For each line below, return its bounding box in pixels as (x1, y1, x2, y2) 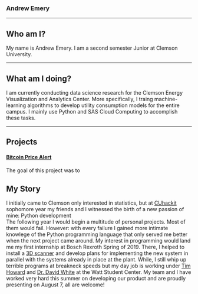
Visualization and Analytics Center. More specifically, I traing (6, 95, 153, 102)
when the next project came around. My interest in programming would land (6, 237, 191, 244)
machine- (154, 95, 178, 102)
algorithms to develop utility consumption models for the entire (27, 102, 180, 109)
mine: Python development (6, 212, 72, 219)
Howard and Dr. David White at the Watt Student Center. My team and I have (6, 269, 192, 276)
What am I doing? (6, 73, 72, 83)
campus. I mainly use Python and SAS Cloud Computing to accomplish (6, 108, 178, 115)
